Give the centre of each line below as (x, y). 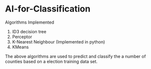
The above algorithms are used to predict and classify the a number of (75, 56)
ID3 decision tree (29, 31)
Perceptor (22, 37)
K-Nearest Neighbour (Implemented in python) (59, 41)
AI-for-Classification (48, 9)
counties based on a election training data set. (51, 61)
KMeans (20, 47)
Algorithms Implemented (30, 22)
